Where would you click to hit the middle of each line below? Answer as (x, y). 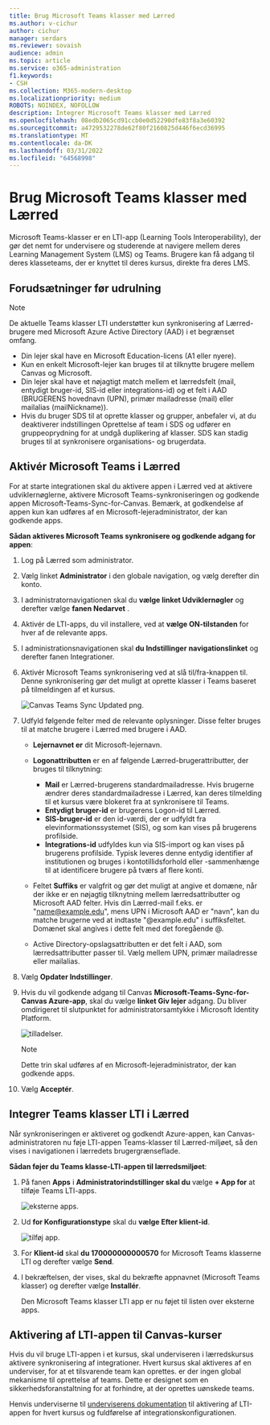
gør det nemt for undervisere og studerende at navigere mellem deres (125, 246)
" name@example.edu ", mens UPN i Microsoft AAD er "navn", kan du (146, 911)
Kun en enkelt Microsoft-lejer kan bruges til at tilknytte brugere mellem (138, 364)
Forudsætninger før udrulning (85, 288)
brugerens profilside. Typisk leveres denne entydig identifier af (149, 853)
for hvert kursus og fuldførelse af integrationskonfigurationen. (134, 1413)
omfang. (23, 340)
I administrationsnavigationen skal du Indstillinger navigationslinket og (139, 648)
